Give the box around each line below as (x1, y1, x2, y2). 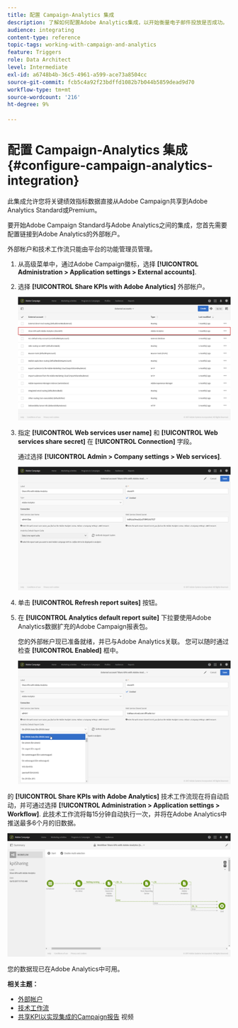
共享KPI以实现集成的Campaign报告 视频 (17, 1012, 135, 1021)
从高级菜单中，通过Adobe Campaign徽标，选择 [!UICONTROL (17, 259, 199, 268)
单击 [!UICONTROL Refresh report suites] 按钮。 (17, 598, 161, 607)
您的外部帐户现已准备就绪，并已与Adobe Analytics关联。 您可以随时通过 (17, 637, 229, 646)
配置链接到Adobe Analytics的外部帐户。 (7, 229, 124, 238)
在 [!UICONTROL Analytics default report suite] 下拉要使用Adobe (17, 613, 212, 622)
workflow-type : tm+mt (7, 86, 72, 93)
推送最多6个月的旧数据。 (7, 818, 80, 827)
